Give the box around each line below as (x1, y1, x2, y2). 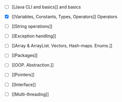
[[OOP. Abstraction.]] (11, 62, 54, 68)
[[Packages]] (11, 53, 38, 58)
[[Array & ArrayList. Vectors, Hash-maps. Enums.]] (11, 43, 112, 49)
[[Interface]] (11, 82, 36, 87)
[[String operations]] (11, 24, 53, 29)
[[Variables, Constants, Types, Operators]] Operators (11, 14, 118, 20)
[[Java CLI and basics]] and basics (11, 4, 81, 10)
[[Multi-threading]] (11, 91, 49, 97)
